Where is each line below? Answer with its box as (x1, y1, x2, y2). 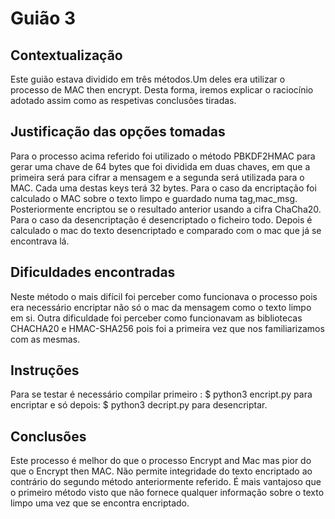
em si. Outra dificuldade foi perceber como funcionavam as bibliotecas (10, 312, 303, 324)
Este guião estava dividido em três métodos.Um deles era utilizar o (10, 73, 286, 85)
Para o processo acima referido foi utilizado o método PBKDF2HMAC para (10, 150, 316, 162)
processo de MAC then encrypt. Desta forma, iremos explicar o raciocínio (10, 84, 314, 96)
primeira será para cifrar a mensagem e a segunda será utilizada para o (10, 171, 305, 183)
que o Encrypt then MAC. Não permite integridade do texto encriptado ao (10, 465, 313, 477)
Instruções (10, 362, 80, 379)
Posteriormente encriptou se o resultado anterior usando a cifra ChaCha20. (10, 203, 322, 215)
